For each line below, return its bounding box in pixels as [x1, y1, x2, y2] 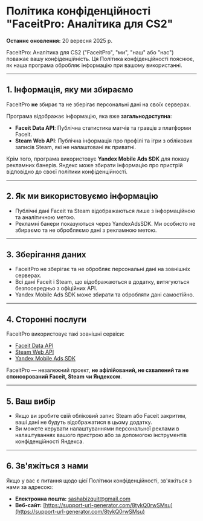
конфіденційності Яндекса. [14, 438, 85, 445]
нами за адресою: [6, 483, 53, 490]
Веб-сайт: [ [14, 501, 45, 508]
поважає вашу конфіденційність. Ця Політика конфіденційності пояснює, [6, 55, 195, 62]
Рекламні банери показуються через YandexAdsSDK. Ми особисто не [14, 220, 196, 227]
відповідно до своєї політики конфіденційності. [6, 168, 128, 175]
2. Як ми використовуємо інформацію [6, 191, 158, 202]
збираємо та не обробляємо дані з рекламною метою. [14, 226, 157, 234]
